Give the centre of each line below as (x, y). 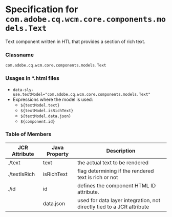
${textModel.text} (40, 105)
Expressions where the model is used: (53, 99)
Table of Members (28, 134)
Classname (20, 55)
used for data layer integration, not (119, 200)
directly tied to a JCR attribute (113, 207)
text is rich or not (98, 177)
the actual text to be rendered (113, 162)
